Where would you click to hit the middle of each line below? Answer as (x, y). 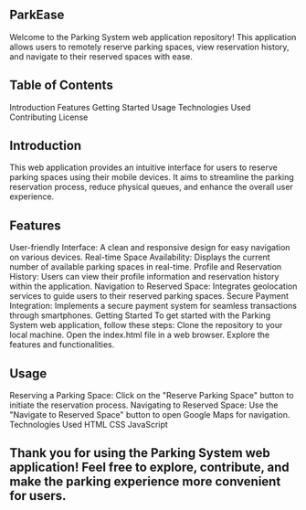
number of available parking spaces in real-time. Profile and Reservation (146, 267)
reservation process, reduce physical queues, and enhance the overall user (152, 187)
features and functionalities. (62, 345)
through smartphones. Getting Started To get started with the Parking (140, 315)
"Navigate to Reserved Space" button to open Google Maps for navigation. (150, 415)
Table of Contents (62, 85)
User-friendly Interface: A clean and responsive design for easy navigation (150, 248)
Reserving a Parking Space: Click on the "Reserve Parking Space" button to (152, 396)
